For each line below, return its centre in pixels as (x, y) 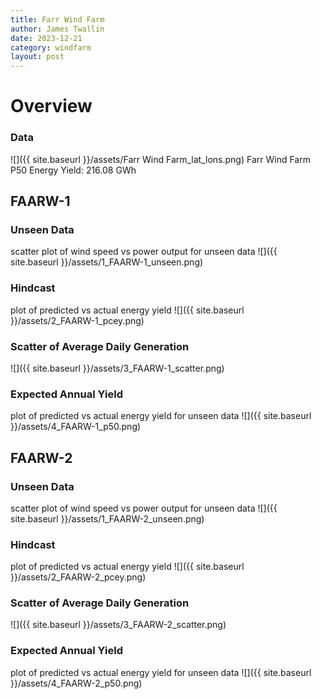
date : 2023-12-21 (46, 38)
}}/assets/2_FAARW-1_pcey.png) (77, 320)
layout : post (37, 57)
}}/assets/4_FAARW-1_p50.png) (76, 427)
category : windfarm (51, 47)
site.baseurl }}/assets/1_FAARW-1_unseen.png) (107, 262)
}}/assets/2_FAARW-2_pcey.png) (78, 577)
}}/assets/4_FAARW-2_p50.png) (76, 683)
